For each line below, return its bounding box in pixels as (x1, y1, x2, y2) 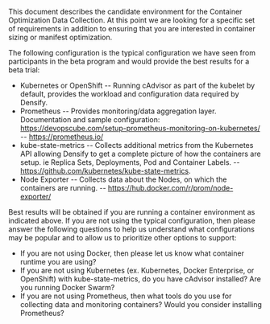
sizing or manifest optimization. (8, 32, 113, 42)
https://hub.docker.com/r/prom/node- (107, 183, 234, 192)
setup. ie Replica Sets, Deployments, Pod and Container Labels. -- (19, 158, 240, 167)
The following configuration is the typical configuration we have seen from (8, 48, 256, 57)
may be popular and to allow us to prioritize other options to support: (8, 233, 237, 242)
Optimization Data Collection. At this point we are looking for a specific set (8, 15, 255, 25)
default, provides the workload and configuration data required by (19, 89, 239, 99)
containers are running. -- (19, 183, 106, 192)
